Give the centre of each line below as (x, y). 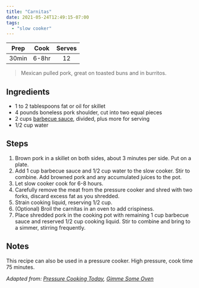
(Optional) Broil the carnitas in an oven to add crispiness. (85, 208)
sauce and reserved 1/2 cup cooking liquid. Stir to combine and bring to (102, 221)
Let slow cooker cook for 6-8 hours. (59, 183)
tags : (13, 23)
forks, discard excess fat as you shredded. (67, 196)
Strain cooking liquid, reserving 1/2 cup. (63, 202)
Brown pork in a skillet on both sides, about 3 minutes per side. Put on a (103, 158)
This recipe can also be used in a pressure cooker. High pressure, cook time (99, 261)
